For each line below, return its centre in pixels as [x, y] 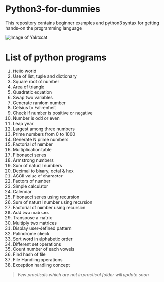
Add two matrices [31, 212]
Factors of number [32, 181]
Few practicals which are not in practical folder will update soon [83, 274]
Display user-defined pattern [42, 228]
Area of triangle [29, 87]
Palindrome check [31, 233]
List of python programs [56, 57]
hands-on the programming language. [44, 28]
